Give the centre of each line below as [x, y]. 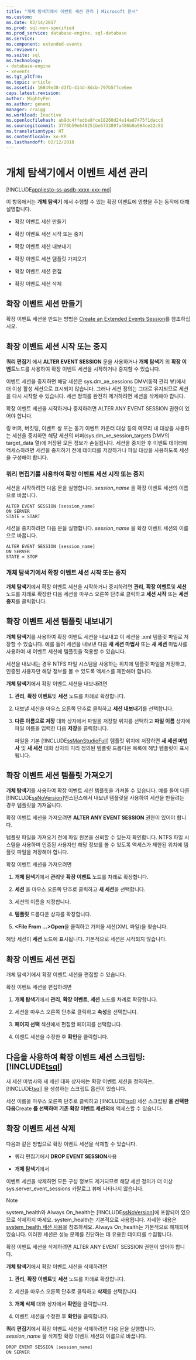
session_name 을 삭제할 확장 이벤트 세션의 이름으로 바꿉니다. [76, 1336]
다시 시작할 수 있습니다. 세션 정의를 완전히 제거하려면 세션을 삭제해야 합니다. [99, 396]
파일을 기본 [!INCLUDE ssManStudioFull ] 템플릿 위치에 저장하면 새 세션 [96, 741]
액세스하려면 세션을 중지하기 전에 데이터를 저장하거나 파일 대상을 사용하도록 [92, 450]
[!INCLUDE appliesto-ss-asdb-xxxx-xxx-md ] [59, 189]
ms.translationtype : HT [35, 131]
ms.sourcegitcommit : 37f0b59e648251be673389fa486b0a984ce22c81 [85, 126]
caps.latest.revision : [34, 93]
